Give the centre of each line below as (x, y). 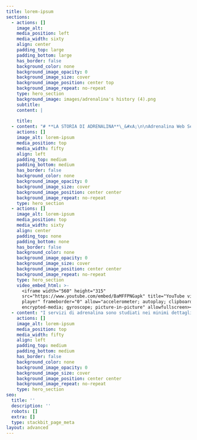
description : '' (31, 406)
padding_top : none (39, 236)
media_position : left (43, 34)
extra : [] (23, 417)
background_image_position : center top (65, 83)
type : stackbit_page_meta (43, 422)
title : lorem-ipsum (30, 11)
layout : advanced (27, 428)
